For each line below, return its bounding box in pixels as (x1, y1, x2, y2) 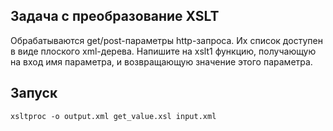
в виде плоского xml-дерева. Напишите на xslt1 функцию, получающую (10, 45, 317, 57)
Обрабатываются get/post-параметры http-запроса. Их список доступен (10, 34, 323, 46)
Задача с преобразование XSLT (10, 8, 220, 25)
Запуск (10, 85, 58, 102)
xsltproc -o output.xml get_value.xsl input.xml (10, 111, 217, 121)
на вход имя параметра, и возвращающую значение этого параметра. (10, 55, 313, 68)
